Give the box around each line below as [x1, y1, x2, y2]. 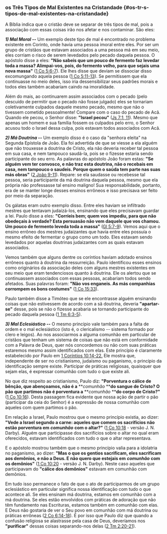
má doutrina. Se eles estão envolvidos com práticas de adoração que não [5, 497, 156, 503]
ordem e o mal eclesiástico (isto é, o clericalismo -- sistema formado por [5, 326, 154, 332]
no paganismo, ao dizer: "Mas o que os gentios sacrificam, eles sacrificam [5, 450, 162, 456]
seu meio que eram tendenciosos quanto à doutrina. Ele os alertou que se [5, 270, 157, 276]
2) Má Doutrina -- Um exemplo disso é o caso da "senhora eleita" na [5, 135, 147, 141]
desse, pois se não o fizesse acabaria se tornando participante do [13, 306, 149, 312]
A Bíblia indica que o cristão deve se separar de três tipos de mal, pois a [5, 21, 153, 27]
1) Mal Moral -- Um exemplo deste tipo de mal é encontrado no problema [5, 36, 156, 42]
